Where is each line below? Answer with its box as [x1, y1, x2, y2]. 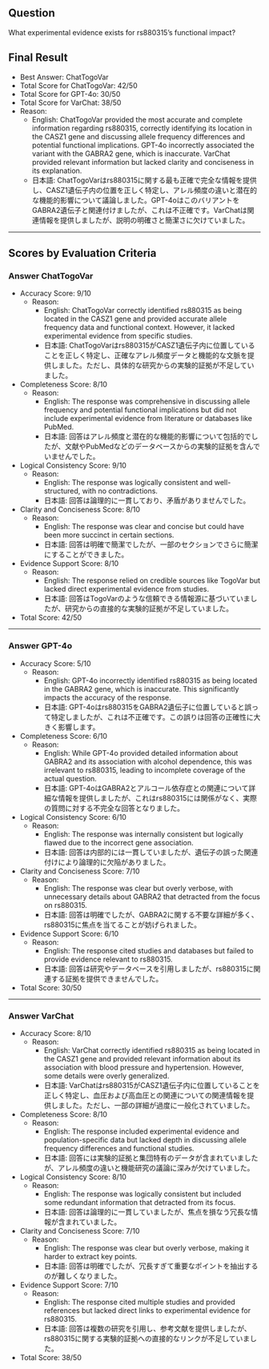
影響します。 [58, 722, 100, 732]
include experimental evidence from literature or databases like [43, 414, 252, 424]
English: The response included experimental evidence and [43, 1126, 239, 1136]
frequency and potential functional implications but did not [43, 405, 237, 415]
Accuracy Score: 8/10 [19, 1028, 92, 1038]
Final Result [8, 51, 68, 65]
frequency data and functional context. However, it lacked [43, 323, 235, 332]
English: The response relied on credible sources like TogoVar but [43, 576, 261, 585]
